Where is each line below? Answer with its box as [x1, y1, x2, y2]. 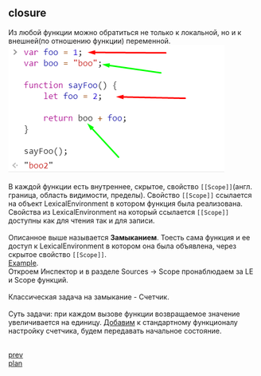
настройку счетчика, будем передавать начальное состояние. [8, 326, 222, 335]
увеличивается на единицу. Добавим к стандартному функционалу [8, 317, 239, 327]
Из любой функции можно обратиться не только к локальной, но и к [8, 27, 242, 37]
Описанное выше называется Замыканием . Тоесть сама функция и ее [8, 232, 251, 242]
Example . [8, 258, 39, 267]
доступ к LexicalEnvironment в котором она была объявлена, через [8, 241, 237, 251]
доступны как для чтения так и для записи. [8, 216, 155, 225]
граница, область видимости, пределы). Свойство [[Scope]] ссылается [8, 190, 252, 200]
